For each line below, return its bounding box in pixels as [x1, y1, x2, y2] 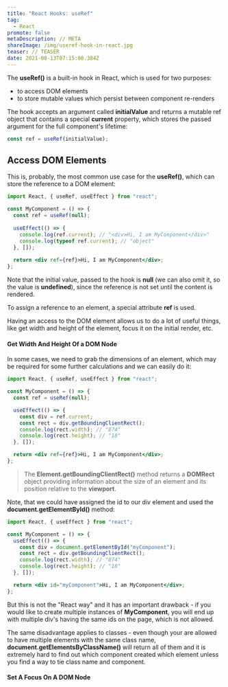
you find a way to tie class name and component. [7, 657, 146, 666]
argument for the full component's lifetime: [7, 122, 128, 131]
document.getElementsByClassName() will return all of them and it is [7, 643, 206, 651]
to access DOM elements [16, 87, 88, 95]
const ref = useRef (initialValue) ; [7, 135, 109, 142]
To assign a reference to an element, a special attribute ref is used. [7, 304, 197, 312]
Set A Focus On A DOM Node [7, 673, 91, 682]
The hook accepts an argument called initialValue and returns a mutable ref [7, 107, 221, 115]
